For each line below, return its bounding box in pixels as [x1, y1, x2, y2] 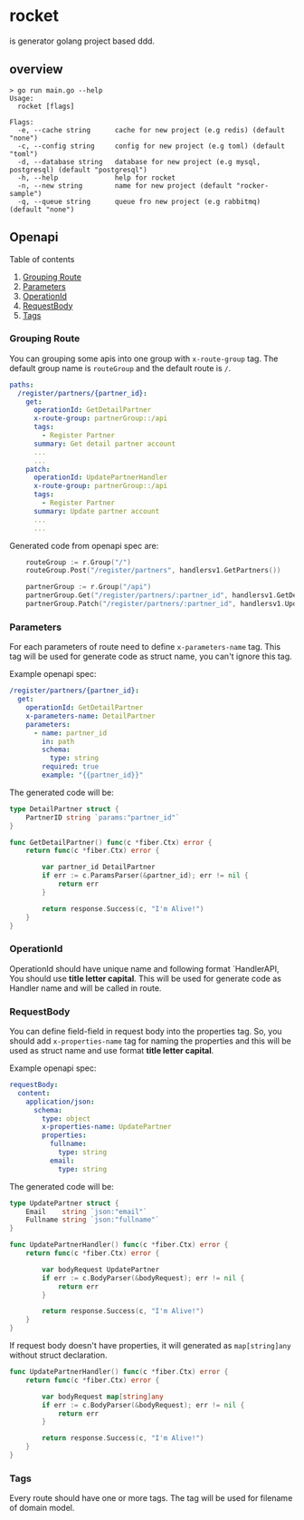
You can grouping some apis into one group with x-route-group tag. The [9, 353, 279, 364]
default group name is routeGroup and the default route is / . [9, 362, 232, 373]
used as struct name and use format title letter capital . [9, 1045, 214, 1055]
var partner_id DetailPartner [42, 863, 156, 872]
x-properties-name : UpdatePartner [42, 1123, 172, 1132]
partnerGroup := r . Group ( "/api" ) [25, 583, 152, 592]
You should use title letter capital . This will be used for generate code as [9, 973, 282, 984]
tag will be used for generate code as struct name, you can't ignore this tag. [9, 651, 292, 662]
